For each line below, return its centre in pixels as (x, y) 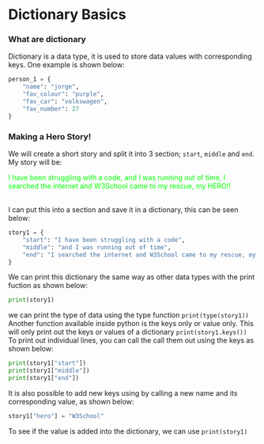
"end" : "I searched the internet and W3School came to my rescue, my (140, 255)
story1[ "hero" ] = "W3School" (56, 416)
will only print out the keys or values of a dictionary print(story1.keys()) (128, 332)
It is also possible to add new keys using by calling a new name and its (123, 393)
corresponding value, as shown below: (71, 401)
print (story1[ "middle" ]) (49, 371)
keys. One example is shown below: (66, 65)
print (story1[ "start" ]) (47, 363)
